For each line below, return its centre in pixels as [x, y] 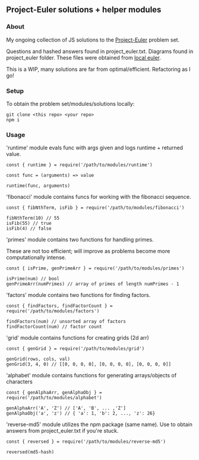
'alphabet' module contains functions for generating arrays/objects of [91, 375]
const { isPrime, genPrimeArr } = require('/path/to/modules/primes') [95, 268]
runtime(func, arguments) [38, 186]
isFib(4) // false [29, 229]
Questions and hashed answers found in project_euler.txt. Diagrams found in [100, 51]
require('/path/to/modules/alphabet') [54, 398]
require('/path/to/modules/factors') [53, 311]
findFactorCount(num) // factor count [54, 327]
